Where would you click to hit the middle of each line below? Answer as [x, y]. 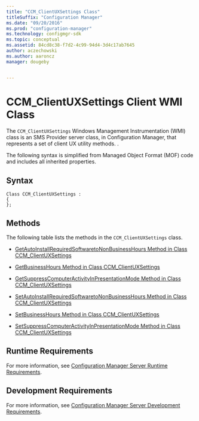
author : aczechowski [32, 51]
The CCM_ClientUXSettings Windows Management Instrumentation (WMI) [96, 131]
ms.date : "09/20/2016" [34, 23]
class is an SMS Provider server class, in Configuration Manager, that [91, 138]
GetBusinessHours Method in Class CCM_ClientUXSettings [87, 267]
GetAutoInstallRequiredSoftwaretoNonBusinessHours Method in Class [101, 249]
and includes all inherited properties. [51, 161]
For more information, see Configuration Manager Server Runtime [87, 365]
